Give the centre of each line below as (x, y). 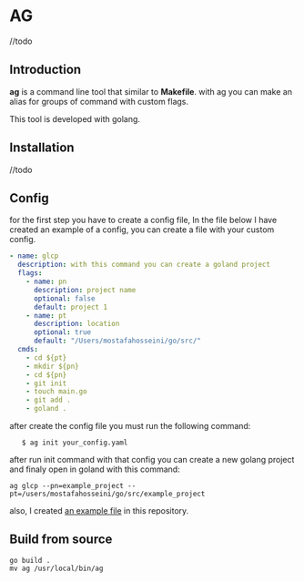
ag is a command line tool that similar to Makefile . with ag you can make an (151, 91)
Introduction (46, 70)
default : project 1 (70, 307)
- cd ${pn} (46, 374)
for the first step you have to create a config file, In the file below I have (143, 220)
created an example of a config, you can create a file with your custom (142, 230)
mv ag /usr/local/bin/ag (56, 568)
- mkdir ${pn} (52, 366)
